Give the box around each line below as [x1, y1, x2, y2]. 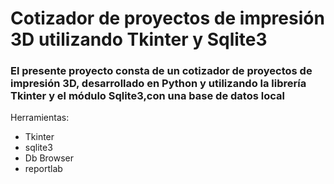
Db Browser [24, 152, 75, 164]
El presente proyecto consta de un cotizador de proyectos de [10, 64, 313, 78]
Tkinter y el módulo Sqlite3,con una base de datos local [10, 89, 285, 103]
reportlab [24, 163, 63, 175]
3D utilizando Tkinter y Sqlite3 [10, 28, 268, 51]
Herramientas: [10, 112, 70, 124]
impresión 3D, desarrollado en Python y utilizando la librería [10, 77, 307, 91]
